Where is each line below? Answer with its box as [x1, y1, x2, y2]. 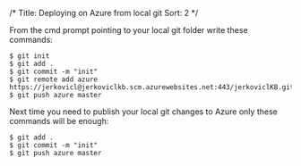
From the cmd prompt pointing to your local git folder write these [9, 25, 248, 35]
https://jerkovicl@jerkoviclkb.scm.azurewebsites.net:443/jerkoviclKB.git [9, 83, 295, 92]
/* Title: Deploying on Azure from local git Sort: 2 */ [9, 8, 199, 18]
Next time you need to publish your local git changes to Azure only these [9, 106, 278, 117]
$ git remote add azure [9, 75, 99, 84]
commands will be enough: [9, 116, 109, 126]
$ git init [9, 52, 50, 61]
